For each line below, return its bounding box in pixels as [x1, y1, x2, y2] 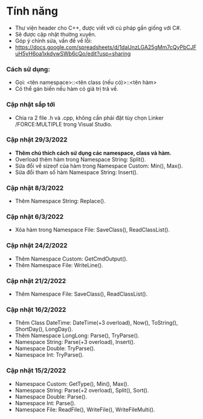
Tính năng [6, 4, 59, 18]
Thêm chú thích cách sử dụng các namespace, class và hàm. [14, 149, 172, 157]
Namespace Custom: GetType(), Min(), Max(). [14, 380, 129, 388]
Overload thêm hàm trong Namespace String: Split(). [14, 155, 146, 163]
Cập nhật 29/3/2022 [6, 135, 68, 144]
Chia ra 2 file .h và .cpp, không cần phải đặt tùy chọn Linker [14, 114, 164, 122]
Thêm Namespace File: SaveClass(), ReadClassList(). [14, 290, 148, 297]
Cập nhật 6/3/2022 [6, 213, 64, 221]
